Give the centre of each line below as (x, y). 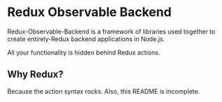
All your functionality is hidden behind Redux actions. (84, 52)
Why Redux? (36, 74)
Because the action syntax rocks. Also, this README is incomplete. (104, 91)
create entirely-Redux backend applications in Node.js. (86, 38)
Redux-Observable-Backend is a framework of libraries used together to (111, 31)
